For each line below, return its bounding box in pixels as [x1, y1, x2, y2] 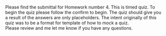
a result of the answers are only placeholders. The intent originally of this [5, 15, 157, 20]
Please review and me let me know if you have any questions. [5, 25, 133, 31]
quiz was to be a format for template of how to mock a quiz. [5, 20, 129, 26]
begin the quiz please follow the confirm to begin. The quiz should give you [5, 9, 162, 15]
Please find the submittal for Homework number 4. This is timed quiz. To [5, 4, 155, 10]
